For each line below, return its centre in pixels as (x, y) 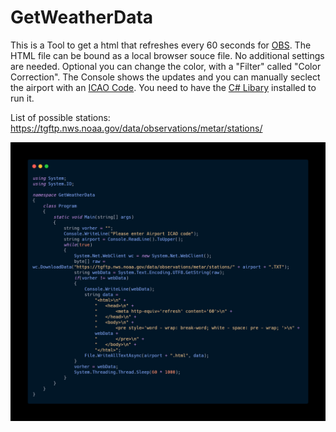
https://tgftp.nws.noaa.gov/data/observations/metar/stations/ (136, 128)
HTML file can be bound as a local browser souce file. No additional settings (167, 55)
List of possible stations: (60, 117)
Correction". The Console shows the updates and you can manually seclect (165, 77)
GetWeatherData (82, 17)
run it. (22, 98)
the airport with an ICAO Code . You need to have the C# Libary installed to (163, 87)
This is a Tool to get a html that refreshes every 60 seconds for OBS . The (161, 45)
